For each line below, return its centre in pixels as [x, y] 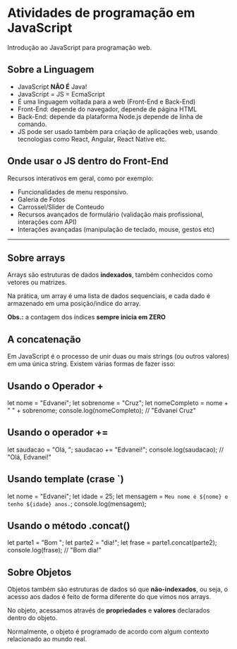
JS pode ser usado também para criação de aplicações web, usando [117, 131]
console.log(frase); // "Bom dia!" [55, 550]
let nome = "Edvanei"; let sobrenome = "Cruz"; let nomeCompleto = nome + [118, 403]
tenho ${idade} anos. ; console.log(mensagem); [77, 503]
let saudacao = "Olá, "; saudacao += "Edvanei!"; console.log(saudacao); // [116, 450]
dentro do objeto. [32, 618]
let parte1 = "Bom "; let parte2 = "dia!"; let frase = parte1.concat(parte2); [112, 543]
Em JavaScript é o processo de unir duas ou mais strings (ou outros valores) [119, 357]
